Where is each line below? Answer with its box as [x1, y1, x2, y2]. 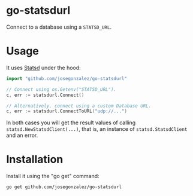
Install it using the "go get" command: [6, 173, 100, 180]
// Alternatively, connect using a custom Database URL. [6, 103, 152, 109]
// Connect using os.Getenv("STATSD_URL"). [6, 86, 117, 93]
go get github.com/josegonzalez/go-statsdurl [6, 184, 122, 190]
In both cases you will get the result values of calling [6, 119, 136, 126]
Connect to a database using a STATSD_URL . [6, 23, 112, 30]
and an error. [6, 132, 38, 139]
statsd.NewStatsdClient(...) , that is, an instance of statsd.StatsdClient [6, 125, 188, 133]
